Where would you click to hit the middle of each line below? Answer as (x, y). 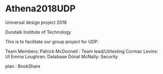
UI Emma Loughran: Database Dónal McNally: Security (61, 56)
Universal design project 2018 (36, 22)
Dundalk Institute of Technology (38, 32)
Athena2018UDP (40, 9)
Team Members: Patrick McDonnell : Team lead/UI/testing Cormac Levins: (82, 51)
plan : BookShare (23, 66)
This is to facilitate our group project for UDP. (52, 41)
